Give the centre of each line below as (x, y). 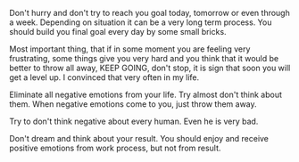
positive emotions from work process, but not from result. (115, 148)
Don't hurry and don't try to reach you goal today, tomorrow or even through (149, 13)
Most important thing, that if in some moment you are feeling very (130, 49)
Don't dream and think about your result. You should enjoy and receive (139, 138)
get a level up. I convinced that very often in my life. (104, 77)
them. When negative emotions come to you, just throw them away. (133, 104)
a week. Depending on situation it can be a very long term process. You (141, 22)
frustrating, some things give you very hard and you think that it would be (144, 58)
